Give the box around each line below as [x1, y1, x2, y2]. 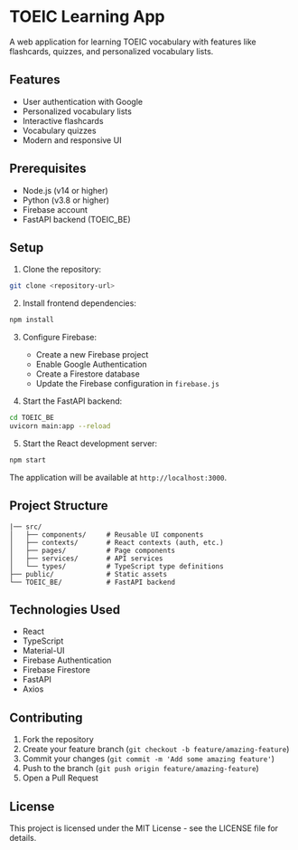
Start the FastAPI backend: [22, 396, 123, 406]
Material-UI [22, 645, 65, 656]
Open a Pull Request [22, 772, 99, 784]
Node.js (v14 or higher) [22, 185, 108, 196]
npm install [9, 315, 54, 325]
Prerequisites [9, 161, 87, 177]
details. [9, 833, 37, 843]
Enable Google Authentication [35, 359, 147, 370]
